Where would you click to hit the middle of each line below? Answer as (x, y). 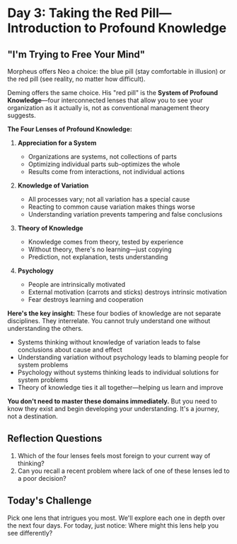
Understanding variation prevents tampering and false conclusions (125, 214)
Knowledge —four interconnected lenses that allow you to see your (105, 100)
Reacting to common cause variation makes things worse (112, 207)
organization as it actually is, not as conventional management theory (109, 108)
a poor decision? (42, 478)
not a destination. (33, 416)
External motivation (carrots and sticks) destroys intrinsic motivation (128, 292)
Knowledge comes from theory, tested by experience (106, 242)
